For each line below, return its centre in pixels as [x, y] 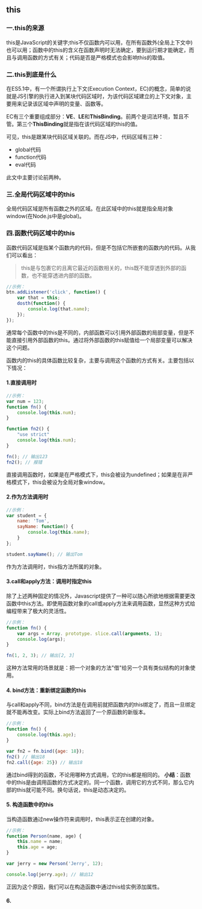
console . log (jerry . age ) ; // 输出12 [50, 874]
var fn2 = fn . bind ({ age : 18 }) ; [45, 751]
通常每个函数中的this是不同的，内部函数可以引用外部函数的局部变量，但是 [98, 332]
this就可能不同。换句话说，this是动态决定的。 [73, 789]
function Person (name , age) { [44, 836]
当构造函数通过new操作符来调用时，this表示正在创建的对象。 [82, 819]
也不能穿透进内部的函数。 [63, 275]
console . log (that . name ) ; [59, 309]
